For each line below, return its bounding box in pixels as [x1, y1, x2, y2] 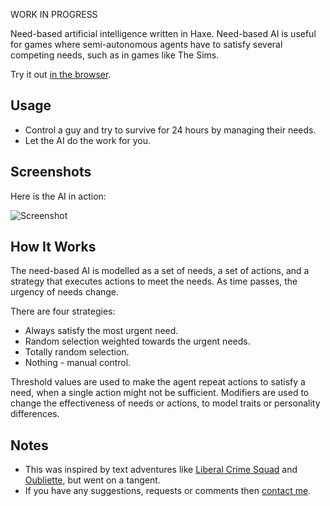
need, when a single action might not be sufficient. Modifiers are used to [10, 387, 310, 399]
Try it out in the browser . [10, 69, 112, 80]
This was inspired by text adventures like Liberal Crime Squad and [24, 464, 298, 476]
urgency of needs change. [10, 286, 120, 298]
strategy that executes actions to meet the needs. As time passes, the [10, 275, 298, 288]
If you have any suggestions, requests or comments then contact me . [24, 485, 312, 497]
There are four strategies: [10, 305, 116, 318]
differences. [10, 408, 60, 420]
